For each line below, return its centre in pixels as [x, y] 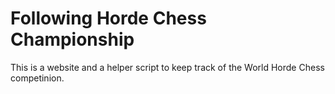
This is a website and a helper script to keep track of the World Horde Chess [167, 67]
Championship [72, 39]
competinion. [37, 78]
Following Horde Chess [108, 18]
